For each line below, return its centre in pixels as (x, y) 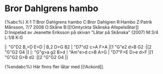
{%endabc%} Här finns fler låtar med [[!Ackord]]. (54, 67)
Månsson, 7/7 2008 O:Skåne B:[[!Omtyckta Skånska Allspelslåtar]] (72, 27)
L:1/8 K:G (14, 37)
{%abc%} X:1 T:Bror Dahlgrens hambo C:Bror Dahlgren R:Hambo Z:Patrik (79, 22)
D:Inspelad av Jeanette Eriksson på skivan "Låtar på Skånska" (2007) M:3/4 (81, 32)
